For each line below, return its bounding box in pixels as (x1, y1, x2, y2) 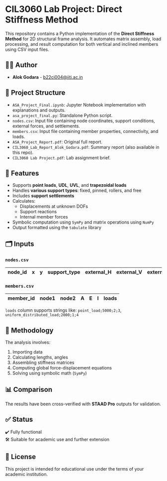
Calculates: (12, 198, 36, 204)
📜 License (5, 453, 36, 461)
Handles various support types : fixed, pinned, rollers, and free (12, 188, 142, 194)
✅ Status (5, 415, 33, 424)
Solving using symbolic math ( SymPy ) (12, 370, 87, 376)
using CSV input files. (5, 46, 50, 52)
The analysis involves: (5, 340, 51, 346)
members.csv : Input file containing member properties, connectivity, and (12, 128, 159, 134)
